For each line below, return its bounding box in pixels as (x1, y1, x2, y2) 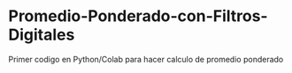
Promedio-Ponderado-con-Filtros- (8, 6, 268, 26)
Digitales (8, 25, 75, 45)
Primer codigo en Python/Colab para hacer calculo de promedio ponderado (8, 54, 284, 64)
